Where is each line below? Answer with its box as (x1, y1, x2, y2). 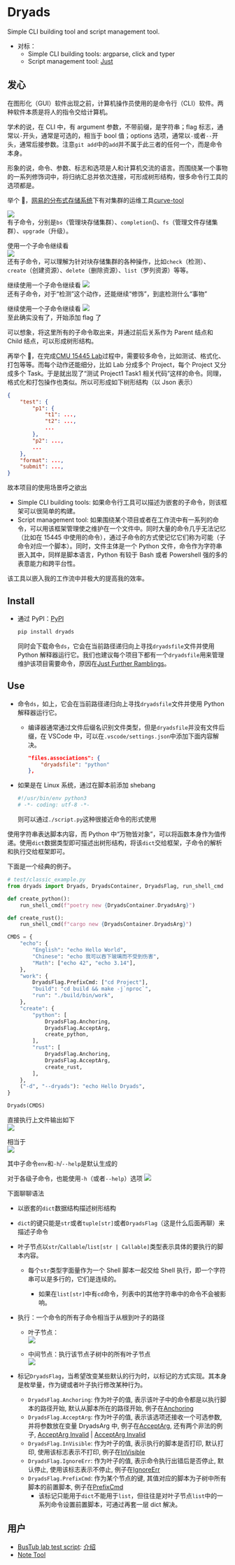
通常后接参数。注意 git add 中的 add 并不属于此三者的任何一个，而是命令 (19, 140, 222, 148)
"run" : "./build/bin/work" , (32, 992, 114, 999)
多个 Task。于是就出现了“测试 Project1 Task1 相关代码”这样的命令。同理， (13, 369, 225, 378)
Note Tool (17, 1550, 46, 1559)
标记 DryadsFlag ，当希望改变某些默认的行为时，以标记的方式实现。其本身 (17, 1372, 227, 1380)
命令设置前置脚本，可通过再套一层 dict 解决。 (50, 1501, 182, 1508)
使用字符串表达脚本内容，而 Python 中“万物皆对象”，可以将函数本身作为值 (7, 830, 220, 838)
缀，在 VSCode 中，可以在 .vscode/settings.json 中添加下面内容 (27, 731, 213, 740)
